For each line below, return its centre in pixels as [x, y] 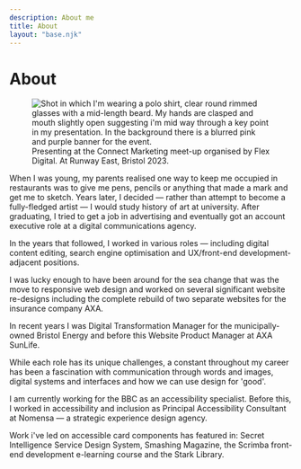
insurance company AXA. [56, 309]
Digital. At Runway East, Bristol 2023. [100, 161]
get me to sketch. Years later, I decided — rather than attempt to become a [147, 198]
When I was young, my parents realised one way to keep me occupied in [144, 178]
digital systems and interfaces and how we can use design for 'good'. [138, 382]
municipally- [257, 326]
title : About [34, 26]
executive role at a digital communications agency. [103, 226]
